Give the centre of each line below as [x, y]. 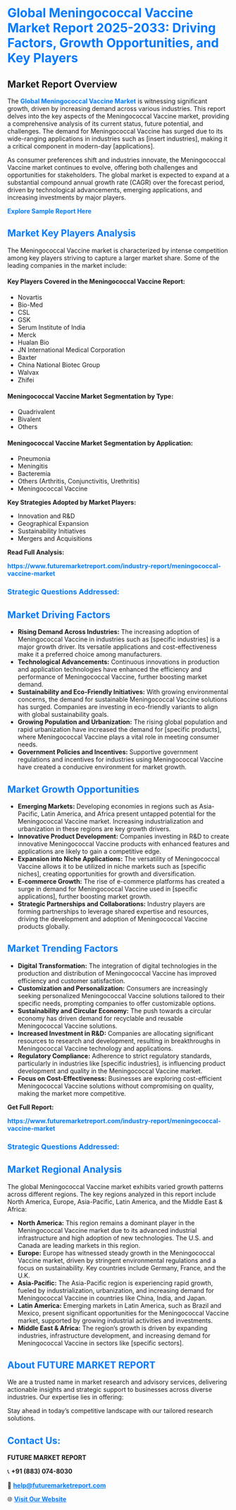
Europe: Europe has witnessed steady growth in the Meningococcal [116, 1253]
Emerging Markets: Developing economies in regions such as [107, 806]
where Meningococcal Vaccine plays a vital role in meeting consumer [118, 737]
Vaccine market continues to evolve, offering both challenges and [103, 167]
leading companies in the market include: [67, 265]
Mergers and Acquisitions [55, 539]
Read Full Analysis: [36, 552]
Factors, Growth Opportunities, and [113, 43]
